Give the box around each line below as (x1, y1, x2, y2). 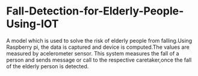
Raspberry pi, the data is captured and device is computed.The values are (6, 43, 190, 51)
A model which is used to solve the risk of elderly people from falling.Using (6, 37, 193, 44)
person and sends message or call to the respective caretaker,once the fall (6, 56, 192, 63)
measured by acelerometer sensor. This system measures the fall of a (6, 49, 179, 57)
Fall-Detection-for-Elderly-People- (6, 4, 184, 18)
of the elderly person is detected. (6, 62, 89, 70)
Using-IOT (6, 17, 59, 31)
